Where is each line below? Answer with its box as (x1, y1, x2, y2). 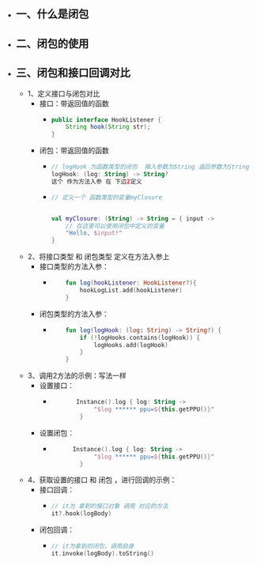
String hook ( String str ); (65, 123, 151, 131)
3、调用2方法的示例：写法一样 (27, 371, 127, 381)
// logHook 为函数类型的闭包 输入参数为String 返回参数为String (51, 163, 250, 171)
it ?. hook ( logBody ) (51, 510, 112, 518)
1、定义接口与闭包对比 (27, 89, 100, 98)
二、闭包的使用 (15, 36, 89, 50)
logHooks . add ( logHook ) (93, 341, 168, 349)
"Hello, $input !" (65, 229, 123, 237)
